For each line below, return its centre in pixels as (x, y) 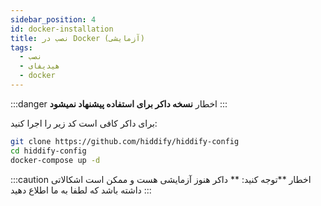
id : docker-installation (62, 29)
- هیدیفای (39, 66)
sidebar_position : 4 (53, 19)
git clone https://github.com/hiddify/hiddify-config (125, 141)
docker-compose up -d (55, 160)
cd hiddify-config (48, 151)
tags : (21, 47)
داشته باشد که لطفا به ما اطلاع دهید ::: (81, 190)
